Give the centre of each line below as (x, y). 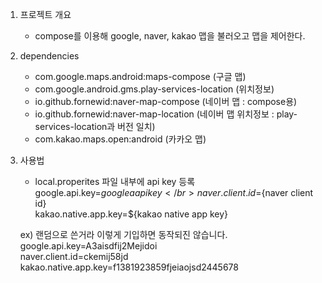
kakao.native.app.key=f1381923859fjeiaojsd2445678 (129, 267)
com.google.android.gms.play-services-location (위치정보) (154, 89)
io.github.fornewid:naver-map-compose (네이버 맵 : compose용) (166, 101)
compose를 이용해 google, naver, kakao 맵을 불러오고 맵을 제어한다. (170, 36)
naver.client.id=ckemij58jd (74, 256)
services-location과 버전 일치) (95, 126)
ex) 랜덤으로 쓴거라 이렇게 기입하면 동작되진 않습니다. (123, 234)
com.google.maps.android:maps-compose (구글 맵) (140, 76)
